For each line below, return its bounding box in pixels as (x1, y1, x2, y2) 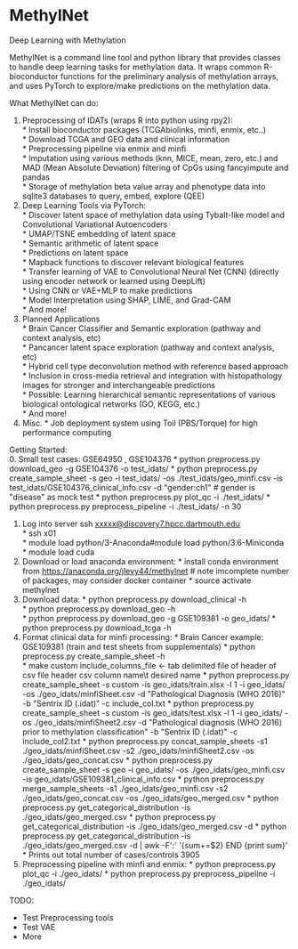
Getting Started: (9, 444, 68, 455)
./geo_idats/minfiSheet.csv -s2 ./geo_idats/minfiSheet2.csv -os (21, 745, 255, 756)
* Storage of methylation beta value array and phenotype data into (21, 181, 266, 191)
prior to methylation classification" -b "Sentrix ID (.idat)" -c (21, 726, 238, 737)
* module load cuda (21, 547, 95, 557)
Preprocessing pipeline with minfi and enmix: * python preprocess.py (21, 858, 277, 869)
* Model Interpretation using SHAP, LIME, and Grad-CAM (21, 295, 231, 305)
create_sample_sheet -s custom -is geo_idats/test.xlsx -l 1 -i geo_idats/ (21, 707, 283, 718)
